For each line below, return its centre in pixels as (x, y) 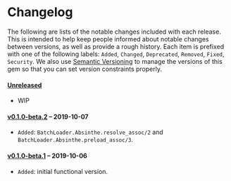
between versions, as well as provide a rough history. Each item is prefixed (115, 46)
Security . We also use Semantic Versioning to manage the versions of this (115, 61)
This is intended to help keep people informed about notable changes (108, 39)
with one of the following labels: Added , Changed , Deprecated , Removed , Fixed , (116, 54)
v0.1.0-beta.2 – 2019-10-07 (48, 116)
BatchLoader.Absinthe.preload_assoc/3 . (75, 140)
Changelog (40, 12)
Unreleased (25, 85)
